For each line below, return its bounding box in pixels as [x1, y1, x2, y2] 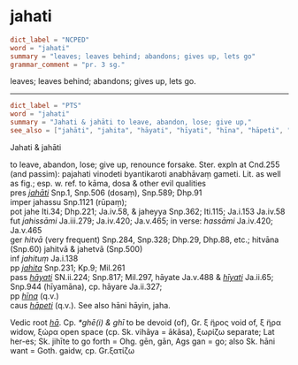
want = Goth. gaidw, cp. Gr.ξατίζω [10, 345, 135, 355]
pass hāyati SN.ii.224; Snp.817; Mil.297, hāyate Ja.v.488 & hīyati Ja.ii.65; [10, 271, 274, 282]
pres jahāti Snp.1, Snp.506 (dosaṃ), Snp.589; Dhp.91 [10, 187, 202, 198]
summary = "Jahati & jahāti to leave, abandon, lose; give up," [10, 118, 252, 127]
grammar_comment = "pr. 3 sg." [10, 60, 126, 69]
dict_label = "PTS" [10, 102, 82, 110]
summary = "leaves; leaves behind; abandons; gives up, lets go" [10, 51, 256, 61]
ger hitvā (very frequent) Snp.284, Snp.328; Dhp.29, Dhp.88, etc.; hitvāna [10, 234, 279, 245]
